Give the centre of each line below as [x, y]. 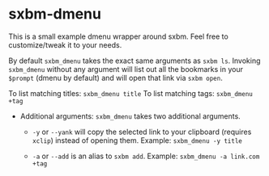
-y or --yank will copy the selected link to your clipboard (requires [142, 132]
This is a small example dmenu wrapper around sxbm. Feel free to [118, 36]
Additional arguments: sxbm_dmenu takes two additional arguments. [130, 116]
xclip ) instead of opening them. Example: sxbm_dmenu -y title [137, 140]
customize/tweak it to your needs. [65, 44]
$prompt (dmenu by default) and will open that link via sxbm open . [115, 78]
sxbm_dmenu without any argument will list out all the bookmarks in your [126, 69]
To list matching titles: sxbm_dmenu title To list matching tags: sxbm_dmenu [130, 93]
